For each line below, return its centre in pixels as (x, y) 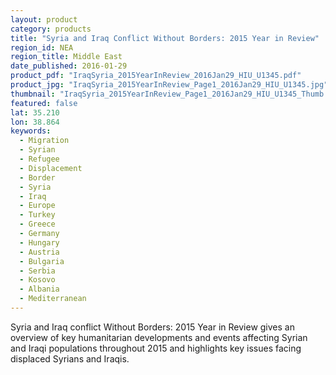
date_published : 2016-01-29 (69, 66)
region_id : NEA (42, 47)
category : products (51, 29)
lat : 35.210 (35, 112)
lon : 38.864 (35, 122)
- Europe (37, 206)
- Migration (44, 141)
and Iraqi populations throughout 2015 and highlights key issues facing (156, 348)
